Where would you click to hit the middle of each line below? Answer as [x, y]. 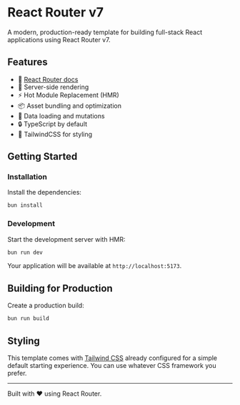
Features [27, 62]
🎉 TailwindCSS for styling [55, 134]
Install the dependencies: [45, 193]
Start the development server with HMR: [66, 239]
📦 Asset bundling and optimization [70, 106]
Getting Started [42, 157]
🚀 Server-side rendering [53, 87]
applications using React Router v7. [59, 39]
